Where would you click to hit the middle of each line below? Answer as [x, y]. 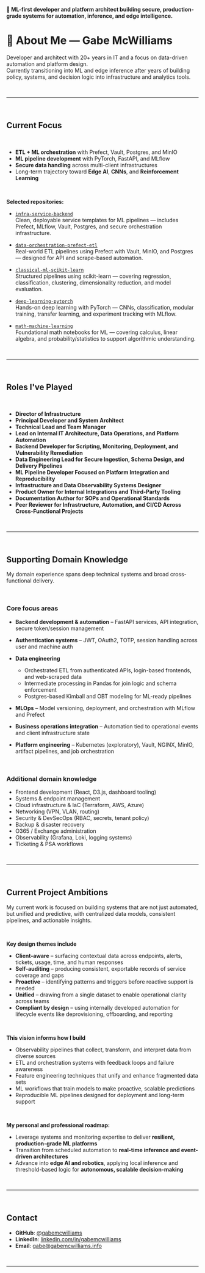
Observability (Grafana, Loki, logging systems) [74, 837]
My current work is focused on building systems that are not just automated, [102, 907]
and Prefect [30, 714]
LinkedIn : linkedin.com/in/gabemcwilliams [68, 1239]
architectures [51, 1156]
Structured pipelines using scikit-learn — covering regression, [93, 276]
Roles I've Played [40, 387]
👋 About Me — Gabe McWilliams [89, 41]
